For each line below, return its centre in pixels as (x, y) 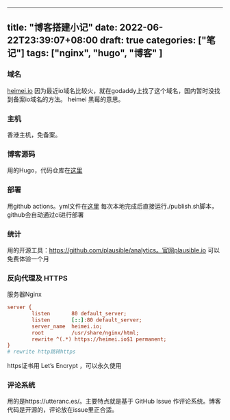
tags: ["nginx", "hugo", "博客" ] (94, 53)
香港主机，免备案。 (34, 135)
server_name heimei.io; (67, 326)
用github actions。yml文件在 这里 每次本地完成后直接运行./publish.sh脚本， (112, 206)
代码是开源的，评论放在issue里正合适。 (63, 410)
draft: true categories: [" (153, 41)
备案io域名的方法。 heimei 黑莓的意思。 (68, 99)
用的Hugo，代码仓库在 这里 (45, 170)
